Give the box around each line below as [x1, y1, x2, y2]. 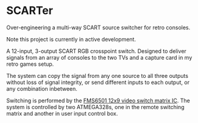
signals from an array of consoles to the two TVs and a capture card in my [6, 54, 193, 61]
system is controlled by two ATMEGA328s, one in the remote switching [6, 103, 185, 110]
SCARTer [6, 4, 54, 18]
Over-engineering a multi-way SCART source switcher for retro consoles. [6, 24, 191, 31]
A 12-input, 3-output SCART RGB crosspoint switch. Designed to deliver [6, 47, 187, 55]
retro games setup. [6, 60, 54, 68]
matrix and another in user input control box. [6, 110, 118, 117]
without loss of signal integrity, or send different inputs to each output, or [6, 79, 190, 86]
